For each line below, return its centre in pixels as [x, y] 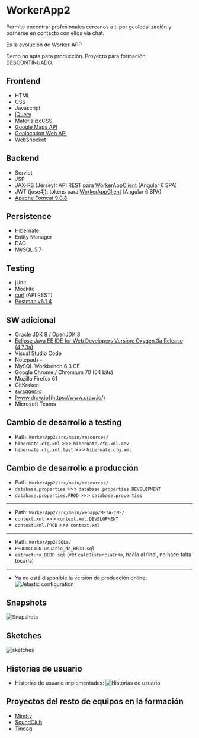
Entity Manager [33, 237]
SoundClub [28, 722]
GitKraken [27, 385]
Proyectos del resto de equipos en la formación [95, 701]
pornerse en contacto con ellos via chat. [55, 33]
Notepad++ [29, 360]
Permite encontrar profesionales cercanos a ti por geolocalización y [89, 27]
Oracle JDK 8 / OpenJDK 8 [47, 334]
